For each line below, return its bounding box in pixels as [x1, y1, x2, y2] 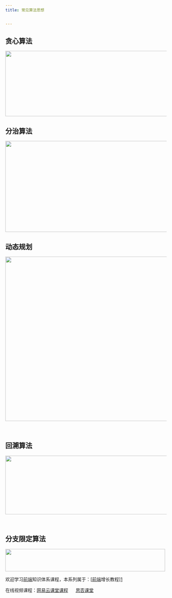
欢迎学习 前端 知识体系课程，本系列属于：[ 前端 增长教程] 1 [5, 576, 123, 582]
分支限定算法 [5, 534, 46, 544]
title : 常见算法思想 [5, 7, 45, 13]
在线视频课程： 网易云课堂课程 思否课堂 [5, 587, 94, 593]
